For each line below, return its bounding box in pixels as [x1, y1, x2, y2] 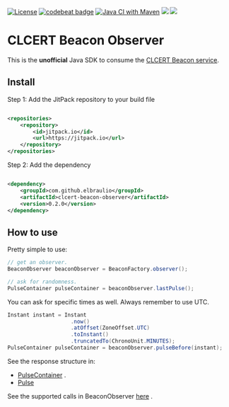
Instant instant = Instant [7, 311, 87, 319]
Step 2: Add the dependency [7, 161, 91, 169]
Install [7, 76, 35, 88]
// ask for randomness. [7, 278, 78, 285]
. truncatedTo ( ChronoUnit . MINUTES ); [70, 338, 175, 345]
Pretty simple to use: [7, 245, 68, 254]
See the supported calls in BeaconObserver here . [7, 391, 153, 400]
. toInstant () [70, 331, 110, 338]
